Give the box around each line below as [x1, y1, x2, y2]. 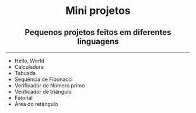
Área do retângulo [14, 101, 58, 107]
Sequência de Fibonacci [14, 76, 73, 83]
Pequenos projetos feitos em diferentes [24, 27, 171, 37]
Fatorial [14, 94, 33, 101]
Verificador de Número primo [14, 82, 85, 89]
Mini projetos [65, 4, 131, 17]
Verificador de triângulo [14, 89, 72, 95]
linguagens [77, 36, 119, 46]
